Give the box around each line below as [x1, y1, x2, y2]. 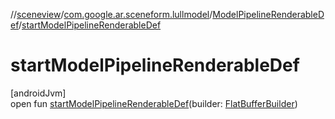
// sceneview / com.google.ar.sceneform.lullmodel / [10, 9, 213, 20]
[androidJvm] [10, 87, 67, 99]
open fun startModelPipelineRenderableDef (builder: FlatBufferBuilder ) [10, 97, 298, 109]
